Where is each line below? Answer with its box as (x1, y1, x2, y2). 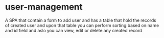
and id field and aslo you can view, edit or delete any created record (5, 27, 142, 33)
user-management (5, 1, 83, 13)
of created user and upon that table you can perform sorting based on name (5, 22, 159, 28)
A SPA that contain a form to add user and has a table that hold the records (5, 17, 157, 23)
